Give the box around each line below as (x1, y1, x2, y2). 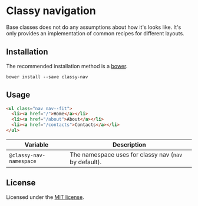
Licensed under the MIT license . (6, 193, 84, 201)
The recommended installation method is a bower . (6, 62, 128, 69)
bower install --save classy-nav (6, 74, 88, 80)
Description (113, 140, 146, 148)
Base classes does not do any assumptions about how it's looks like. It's (6, 24, 181, 31)
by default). (70, 158, 102, 166)
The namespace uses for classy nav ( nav (70, 150, 183, 158)
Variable (24, 140, 49, 148)
